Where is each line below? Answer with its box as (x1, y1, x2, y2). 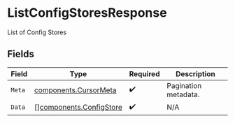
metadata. (166, 89, 200, 99)
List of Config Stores (7, 28, 67, 36)
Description (176, 68, 215, 78)
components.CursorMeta (34, 85, 117, 95)
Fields (7, 48, 35, 60)
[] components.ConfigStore (34, 103, 122, 113)
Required (129, 68, 160, 78)
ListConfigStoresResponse (7, 5, 167, 21)
